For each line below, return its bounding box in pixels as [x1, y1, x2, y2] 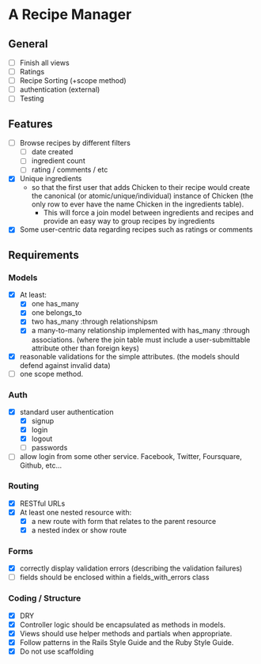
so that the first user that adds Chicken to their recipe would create [31, 183, 251, 192]
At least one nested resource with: [19, 507, 132, 517]
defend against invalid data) [19, 360, 111, 370]
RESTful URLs [19, 499, 66, 508]
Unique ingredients [19, 174, 82, 184]
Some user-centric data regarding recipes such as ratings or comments [19, 225, 253, 234]
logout [31, 434, 53, 444]
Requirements [8, 248, 79, 262]
